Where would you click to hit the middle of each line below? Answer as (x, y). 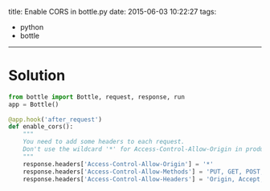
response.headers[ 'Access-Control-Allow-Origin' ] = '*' (119, 164)
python (32, 27)
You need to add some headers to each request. (104, 142)
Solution (37, 76)
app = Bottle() (34, 104)
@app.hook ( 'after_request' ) (55, 120)
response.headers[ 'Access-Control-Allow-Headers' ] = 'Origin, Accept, (143, 179)
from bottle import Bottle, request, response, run (96, 97)
